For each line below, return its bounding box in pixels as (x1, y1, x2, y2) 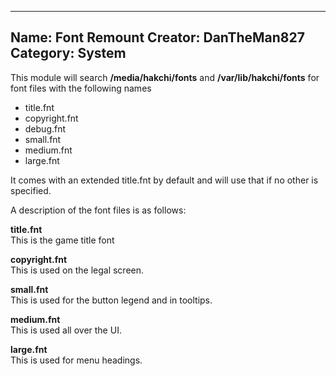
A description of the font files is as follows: (10, 204, 187, 216)
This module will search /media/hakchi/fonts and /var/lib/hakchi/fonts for (10, 71, 320, 83)
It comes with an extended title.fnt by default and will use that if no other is (10, 174, 319, 186)
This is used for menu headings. (10, 354, 143, 366)
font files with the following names (10, 82, 152, 94)
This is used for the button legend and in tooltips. (10, 294, 213, 306)
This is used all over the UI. (10, 324, 122, 336)
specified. (10, 184, 52, 196)
